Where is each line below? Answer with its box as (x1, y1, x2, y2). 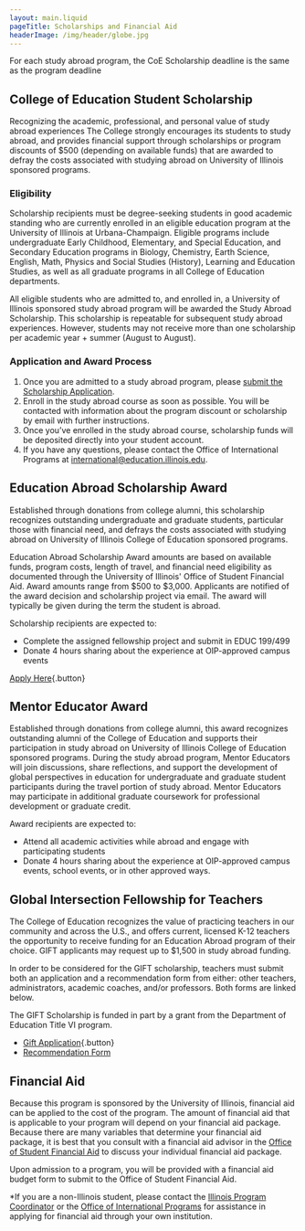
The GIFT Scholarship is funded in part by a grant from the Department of (9, 1010, 287, 1021)
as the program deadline (9, 65, 102, 76)
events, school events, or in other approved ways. (22, 865, 211, 876)
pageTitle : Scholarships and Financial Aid (9, 22, 178, 31)
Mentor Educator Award (9, 698, 149, 714)
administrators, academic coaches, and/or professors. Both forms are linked (9, 982, 297, 993)
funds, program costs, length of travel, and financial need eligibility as (9, 561, 272, 572)
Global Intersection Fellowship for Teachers (9, 892, 263, 907)
